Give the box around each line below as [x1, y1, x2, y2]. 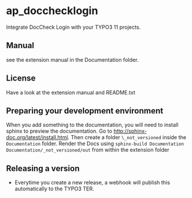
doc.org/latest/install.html [6, 134, 68, 141]
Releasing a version [6, 163, 80, 173]
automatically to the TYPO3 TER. [14, 185, 94, 192]
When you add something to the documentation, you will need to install [6, 122, 178, 129]
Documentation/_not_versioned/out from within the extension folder [6, 146, 170, 153]
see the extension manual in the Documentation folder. [6, 56, 139, 63]
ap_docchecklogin [6, 4, 98, 18]
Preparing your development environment [6, 106, 164, 116]
